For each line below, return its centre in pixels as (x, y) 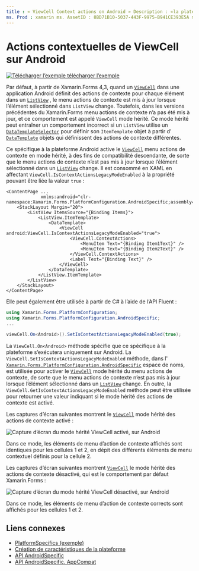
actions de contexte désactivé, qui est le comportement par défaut (87, 474)
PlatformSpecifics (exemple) (49, 542)
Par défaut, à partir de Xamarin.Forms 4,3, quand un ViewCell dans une (93, 87)
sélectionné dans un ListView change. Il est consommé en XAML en (89, 168)
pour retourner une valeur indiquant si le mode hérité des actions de (89, 396)
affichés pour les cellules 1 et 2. (45, 510)
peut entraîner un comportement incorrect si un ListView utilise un (87, 125)
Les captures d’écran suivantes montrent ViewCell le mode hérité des (91, 468)
